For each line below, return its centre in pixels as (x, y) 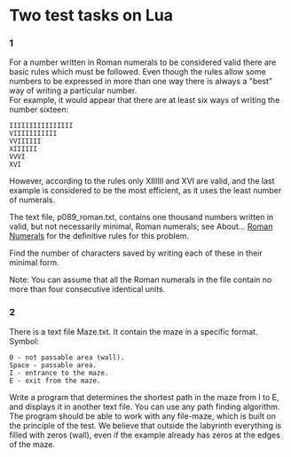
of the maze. (32, 444)
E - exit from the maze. (55, 381)
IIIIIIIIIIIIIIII (41, 126)
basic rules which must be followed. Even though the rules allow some (138, 72)
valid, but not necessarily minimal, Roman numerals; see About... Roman (141, 226)
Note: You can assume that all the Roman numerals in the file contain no (141, 280)
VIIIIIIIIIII (33, 134)
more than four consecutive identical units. (87, 289)
